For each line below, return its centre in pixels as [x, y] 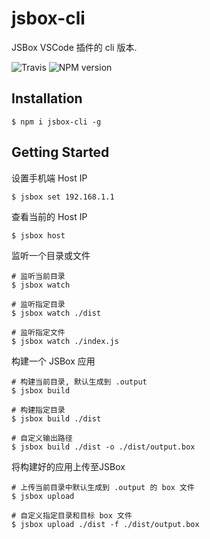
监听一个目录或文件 [51, 255]
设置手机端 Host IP [49, 178]
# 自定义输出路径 [42, 438]
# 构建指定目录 [38, 410]
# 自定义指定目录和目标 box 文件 [72, 515]
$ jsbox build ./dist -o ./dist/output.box [103, 447]
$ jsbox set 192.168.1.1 [63, 197]
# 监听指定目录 [38, 304]
